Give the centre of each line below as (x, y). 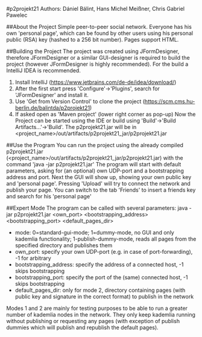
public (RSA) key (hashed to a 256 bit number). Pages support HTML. (93, 39)
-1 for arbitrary (33, 258)
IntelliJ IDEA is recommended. (44, 71)
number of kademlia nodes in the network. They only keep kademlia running (101, 315)
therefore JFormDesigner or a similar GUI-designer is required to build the (98, 58)
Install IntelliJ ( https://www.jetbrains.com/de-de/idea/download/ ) (96, 82)
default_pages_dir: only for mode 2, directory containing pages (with (100, 290)
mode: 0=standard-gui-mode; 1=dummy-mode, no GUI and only (95, 232)
